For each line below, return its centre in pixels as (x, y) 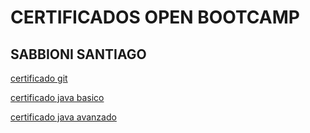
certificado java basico (57, 97)
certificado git (39, 78)
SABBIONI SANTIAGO (78, 54)
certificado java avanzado (63, 117)
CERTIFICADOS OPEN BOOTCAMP (155, 17)
